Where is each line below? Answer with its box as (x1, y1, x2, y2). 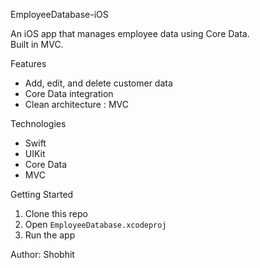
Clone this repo (24, 208, 88, 219)
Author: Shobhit (10, 249, 75, 260)
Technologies (10, 118, 67, 129)
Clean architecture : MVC (24, 99, 129, 110)
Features (10, 58, 47, 69)
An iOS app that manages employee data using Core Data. (10, 28, 250, 39)
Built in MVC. (10, 39, 64, 50)
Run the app (24, 229, 76, 241)
